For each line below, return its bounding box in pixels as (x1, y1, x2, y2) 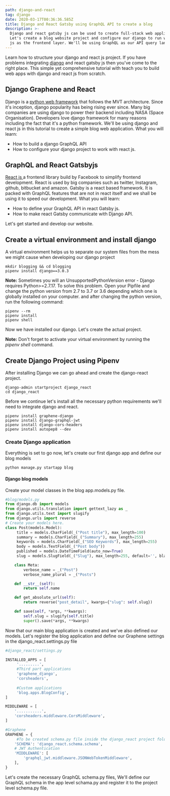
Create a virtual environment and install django (5, 235, 157, 244)
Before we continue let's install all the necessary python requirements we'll (5, 398, 162, 404)
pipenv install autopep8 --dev (5, 427, 71, 432)
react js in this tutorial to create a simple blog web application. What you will (5, 125, 164, 132)
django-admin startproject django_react (5, 385, 92, 390)
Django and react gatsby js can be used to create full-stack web (10, 31, 153, 36)
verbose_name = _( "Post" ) (23, 567, 78, 573)
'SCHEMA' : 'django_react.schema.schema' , (14, 741, 103, 746)
